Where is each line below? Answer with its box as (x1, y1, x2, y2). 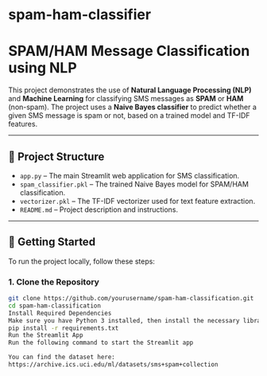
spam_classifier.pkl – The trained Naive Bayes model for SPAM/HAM (19, 179, 249, 189)
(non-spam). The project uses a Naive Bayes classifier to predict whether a (8, 102, 257, 112)
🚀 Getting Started (8, 235, 96, 249)
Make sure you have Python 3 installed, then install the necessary (8, 316, 240, 324)
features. (8, 119, 38, 129)
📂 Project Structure (8, 150, 105, 163)
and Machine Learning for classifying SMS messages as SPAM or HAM (8, 94, 244, 104)
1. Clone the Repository (8, 276, 99, 288)
